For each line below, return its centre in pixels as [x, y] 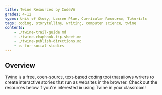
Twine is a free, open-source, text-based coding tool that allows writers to [80, 77]
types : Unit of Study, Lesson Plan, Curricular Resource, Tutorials [76, 19]
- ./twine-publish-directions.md [48, 41]
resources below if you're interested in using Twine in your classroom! [76, 88]
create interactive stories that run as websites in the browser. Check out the [81, 82]
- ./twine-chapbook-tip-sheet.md [48, 37]
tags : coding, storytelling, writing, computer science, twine [71, 23]
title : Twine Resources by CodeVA [40, 9]
